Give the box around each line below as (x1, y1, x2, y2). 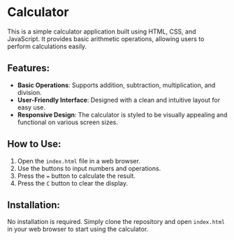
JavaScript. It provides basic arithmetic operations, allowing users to (7, 34, 205, 43)
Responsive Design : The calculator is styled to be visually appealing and (17, 110, 228, 119)
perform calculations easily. (7, 42, 87, 50)
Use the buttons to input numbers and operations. (17, 164, 161, 172)
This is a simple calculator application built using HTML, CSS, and (7, 27, 197, 36)
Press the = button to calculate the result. (17, 172, 136, 180)
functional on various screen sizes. (17, 118, 119, 126)
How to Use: (7, 138, 61, 150)
